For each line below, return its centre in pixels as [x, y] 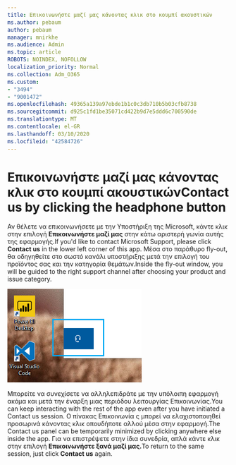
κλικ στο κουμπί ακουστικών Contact [118, 192]
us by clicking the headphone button [117, 207]
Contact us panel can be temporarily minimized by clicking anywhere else [114, 431]
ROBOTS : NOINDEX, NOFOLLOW [47, 60]
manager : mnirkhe [33, 37]
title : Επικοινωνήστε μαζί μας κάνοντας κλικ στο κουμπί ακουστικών [110, 15]
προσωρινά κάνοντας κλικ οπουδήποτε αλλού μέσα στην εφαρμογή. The [114, 424]
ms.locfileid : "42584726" [45, 141]
